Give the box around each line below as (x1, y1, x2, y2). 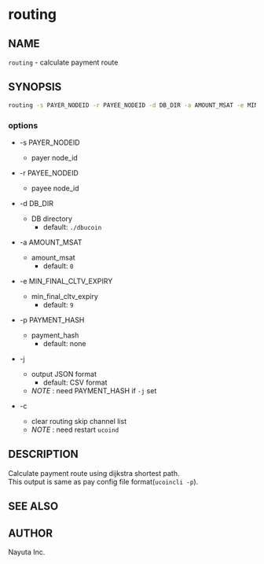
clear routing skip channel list (31, 416, 127, 426)
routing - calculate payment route (8, 57, 119, 67)
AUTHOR (8, 526, 53, 540)
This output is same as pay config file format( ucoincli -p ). (8, 477, 199, 486)
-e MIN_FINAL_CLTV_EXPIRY (19, 276, 113, 286)
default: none (42, 338, 86, 348)
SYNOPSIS (8, 80, 62, 94)
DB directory (31, 214, 73, 223)
